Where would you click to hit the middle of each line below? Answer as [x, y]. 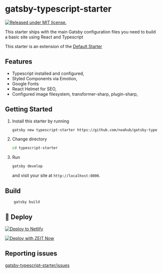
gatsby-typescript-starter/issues [37, 265]
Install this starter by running [40, 121]
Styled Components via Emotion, [44, 78]
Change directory [29, 139]
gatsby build [27, 202]
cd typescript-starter [35, 148]
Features [19, 62]
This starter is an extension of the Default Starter [54, 46]
